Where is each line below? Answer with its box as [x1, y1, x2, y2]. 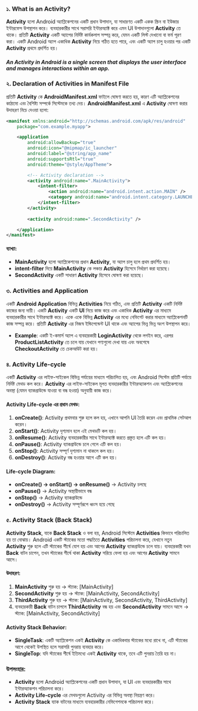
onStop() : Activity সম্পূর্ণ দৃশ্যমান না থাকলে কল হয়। [14, 447, 115, 455]
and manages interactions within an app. [6, 64, 110, 72]
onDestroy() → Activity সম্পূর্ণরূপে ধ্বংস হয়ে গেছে [14, 501, 115, 508]
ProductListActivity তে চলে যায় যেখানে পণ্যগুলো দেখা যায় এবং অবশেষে [14, 338, 150, 345]
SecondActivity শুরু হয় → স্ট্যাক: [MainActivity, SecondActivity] [14, 590, 160, 597]
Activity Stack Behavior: [6, 624, 67, 631]
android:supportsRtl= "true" [27, 156, 96, 162]
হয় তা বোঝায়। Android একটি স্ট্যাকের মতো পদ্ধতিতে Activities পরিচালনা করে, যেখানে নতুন [6, 536, 172, 543]
